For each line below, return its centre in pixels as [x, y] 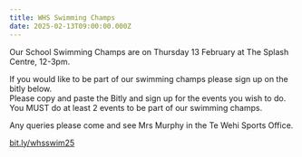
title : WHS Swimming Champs [63, 18]
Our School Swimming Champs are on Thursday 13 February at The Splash [149, 51]
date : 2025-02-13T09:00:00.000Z [70, 26]
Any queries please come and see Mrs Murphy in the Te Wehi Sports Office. [151, 125]
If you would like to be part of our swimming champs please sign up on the [149, 78]
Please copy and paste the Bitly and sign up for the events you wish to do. [148, 98]
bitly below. [31, 88]
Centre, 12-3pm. [40, 61]
